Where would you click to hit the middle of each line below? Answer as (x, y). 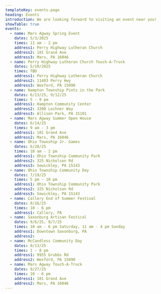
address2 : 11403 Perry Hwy (43, 81)
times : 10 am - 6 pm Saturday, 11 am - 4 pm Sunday (70, 227)
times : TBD (26, 71)
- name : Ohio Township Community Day (49, 170)
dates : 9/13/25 (30, 246)
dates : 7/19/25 (30, 175)
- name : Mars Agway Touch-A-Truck (46, 265)
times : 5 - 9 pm (32, 99)
